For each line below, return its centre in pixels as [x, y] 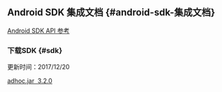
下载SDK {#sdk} [35, 50]
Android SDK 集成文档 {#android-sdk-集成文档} [111, 13]
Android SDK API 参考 [38, 31]
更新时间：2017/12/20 [38, 67]
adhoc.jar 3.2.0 [30, 81]
